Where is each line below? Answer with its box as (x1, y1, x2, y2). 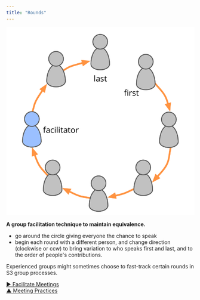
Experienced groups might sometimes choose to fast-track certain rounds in (6, 263, 194, 270)
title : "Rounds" (6, 10, 47, 16)
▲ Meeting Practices (6, 287, 58, 295)
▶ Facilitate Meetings (6, 281, 59, 288)
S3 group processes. (6, 269, 58, 277)
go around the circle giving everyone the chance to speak (14, 233, 157, 240)
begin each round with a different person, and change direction (14, 239, 171, 246)
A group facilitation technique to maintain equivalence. (6, 221, 146, 228)
